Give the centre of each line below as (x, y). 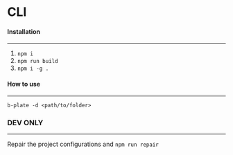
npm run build (37, 62)
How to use (24, 84)
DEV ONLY (25, 122)
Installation (24, 31)
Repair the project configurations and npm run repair (83, 144)
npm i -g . (33, 69)
